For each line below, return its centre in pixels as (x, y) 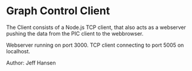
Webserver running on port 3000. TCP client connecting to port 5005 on (95, 45)
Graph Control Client (58, 11)
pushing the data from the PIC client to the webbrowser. (75, 33)
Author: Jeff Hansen (31, 63)
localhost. (18, 51)
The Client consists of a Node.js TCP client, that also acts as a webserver (96, 27)
